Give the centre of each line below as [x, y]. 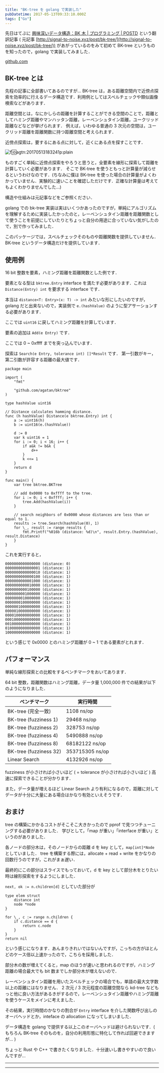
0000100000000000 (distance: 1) [38, 615]
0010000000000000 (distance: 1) [38, 624]
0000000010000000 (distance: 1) [38, 598]
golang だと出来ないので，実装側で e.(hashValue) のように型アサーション [79, 306]
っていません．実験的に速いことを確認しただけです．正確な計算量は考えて [84, 181]
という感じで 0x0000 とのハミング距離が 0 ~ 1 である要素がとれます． [76, 642]
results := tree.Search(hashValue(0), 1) [56, 523]
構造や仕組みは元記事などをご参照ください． [50, 198]
